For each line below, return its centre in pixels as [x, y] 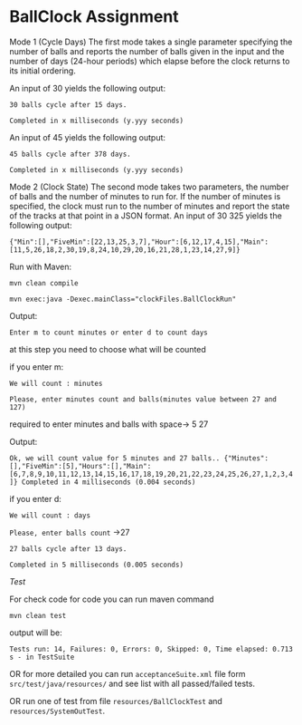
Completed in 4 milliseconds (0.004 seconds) [109, 482]
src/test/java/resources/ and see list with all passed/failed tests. [132, 683]
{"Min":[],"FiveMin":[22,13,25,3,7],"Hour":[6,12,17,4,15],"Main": [139, 242]
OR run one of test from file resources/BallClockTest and [116, 701]
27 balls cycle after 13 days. [68, 549]
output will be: [36, 633]
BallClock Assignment [94, 17]
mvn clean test [38, 615]
